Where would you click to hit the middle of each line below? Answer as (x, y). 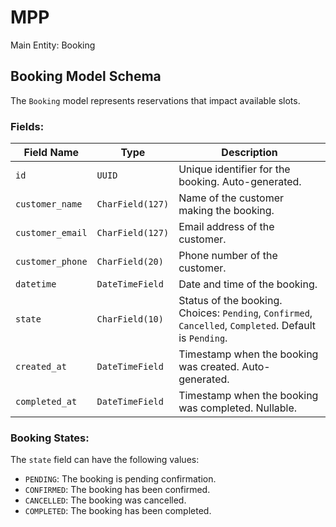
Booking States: (50, 438)
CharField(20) (130, 262)
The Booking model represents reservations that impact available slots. (155, 100)
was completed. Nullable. (238, 408)
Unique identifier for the (234, 169)
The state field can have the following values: (105, 460)
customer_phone (51, 262)
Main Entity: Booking (53, 45)
